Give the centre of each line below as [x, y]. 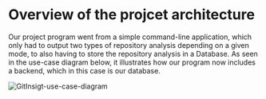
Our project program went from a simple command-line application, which [130, 37]
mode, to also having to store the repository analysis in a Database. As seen [133, 53]
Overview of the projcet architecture [132, 15]
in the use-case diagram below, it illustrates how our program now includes [132, 62]
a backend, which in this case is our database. [85, 70]
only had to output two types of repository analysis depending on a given [129, 45]
